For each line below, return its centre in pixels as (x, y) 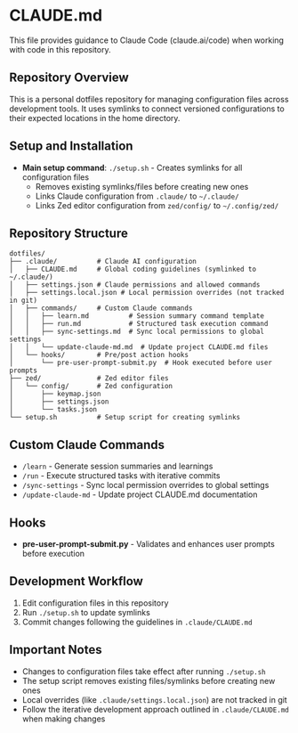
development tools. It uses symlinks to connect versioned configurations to (147, 109)
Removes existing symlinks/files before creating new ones (142, 186)
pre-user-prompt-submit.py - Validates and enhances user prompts (149, 544)
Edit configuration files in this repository (95, 603)
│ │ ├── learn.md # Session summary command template (137, 316)
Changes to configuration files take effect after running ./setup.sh (144, 671)
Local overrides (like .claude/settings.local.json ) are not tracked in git (154, 699)
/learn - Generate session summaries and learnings (117, 466)
